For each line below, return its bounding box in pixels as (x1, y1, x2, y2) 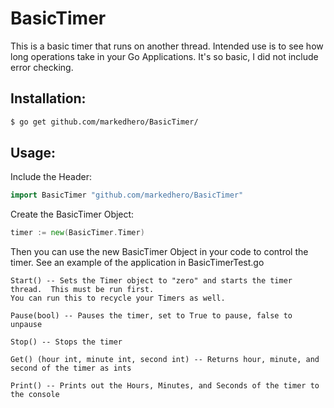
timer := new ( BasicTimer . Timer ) (10, 228, 145, 238)
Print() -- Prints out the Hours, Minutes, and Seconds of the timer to (10, 381, 320, 391)
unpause (10, 320, 43, 330)
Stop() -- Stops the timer (10, 337, 123, 347)
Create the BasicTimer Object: (10, 208, 135, 221)
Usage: (10, 145, 57, 162)
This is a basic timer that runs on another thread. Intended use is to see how (10, 40, 324, 52)
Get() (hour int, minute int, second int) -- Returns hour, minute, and (10, 355, 320, 365)
